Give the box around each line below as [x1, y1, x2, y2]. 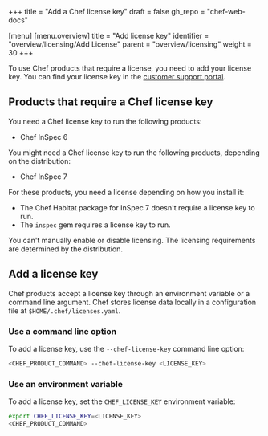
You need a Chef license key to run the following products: [8, 116, 202, 126]
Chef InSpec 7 [19, 172, 68, 181]
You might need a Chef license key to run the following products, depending [8, 148, 260, 157]
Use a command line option [8, 325, 117, 336]
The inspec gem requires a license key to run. [19, 220, 171, 230]
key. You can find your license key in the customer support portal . [8, 72, 226, 81]
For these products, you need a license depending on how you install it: [8, 187, 245, 197]
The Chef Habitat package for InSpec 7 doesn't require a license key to [19, 202, 255, 212]
